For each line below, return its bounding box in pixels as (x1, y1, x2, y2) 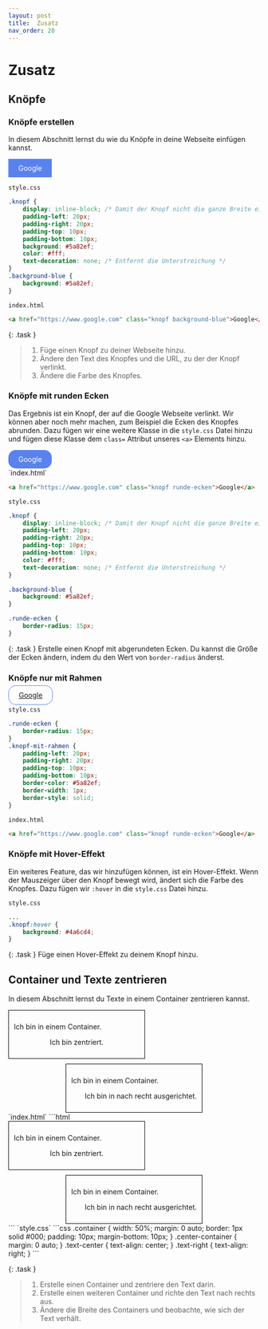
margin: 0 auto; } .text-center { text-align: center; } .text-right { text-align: (8, 1240, 249, 1250)
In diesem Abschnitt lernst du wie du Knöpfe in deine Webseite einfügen (8, 135, 246, 144)
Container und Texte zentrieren (8, 972, 167, 986)
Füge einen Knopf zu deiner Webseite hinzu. (39, 345, 186, 355)
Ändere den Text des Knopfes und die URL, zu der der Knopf (39, 353, 240, 363)
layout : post (8, 11, 52, 20)
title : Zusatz (8, 19, 59, 27)
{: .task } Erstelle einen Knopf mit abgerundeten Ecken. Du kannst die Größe (8, 644, 258, 653)
